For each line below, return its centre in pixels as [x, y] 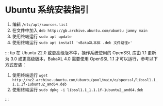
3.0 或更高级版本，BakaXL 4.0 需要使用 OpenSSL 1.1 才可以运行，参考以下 [84, 59]
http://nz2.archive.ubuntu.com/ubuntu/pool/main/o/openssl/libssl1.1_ [85, 80]
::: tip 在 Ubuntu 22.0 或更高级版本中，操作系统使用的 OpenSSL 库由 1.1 [76, 53]
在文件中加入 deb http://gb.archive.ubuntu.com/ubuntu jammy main [80, 30]
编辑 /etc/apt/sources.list [40, 24]
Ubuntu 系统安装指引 [47, 10]
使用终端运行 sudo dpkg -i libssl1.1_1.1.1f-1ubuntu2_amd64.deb [78, 90]
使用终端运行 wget [30, 75]
